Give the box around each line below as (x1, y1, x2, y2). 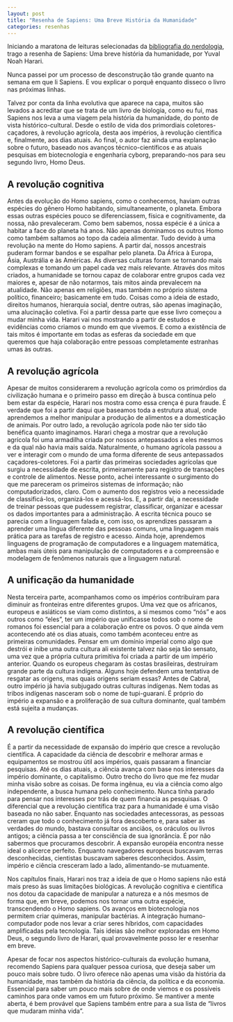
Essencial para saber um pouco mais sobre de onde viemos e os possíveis (7, 984, 221, 993)
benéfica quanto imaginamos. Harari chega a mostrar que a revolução (7, 428, 208, 436)
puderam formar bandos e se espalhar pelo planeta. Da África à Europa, (7, 249, 214, 257)
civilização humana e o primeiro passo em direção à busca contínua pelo (7, 391, 217, 399)
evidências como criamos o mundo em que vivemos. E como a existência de (7, 323, 226, 331)
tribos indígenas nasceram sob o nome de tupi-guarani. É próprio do (7, 689, 204, 697)
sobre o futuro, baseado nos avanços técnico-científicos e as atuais (7, 144, 202, 152)
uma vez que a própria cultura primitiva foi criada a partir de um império (7, 652, 214, 660)
